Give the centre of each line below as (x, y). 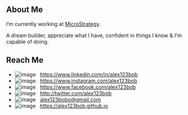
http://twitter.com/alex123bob (76, 93)
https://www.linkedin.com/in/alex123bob (89, 74)
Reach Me (25, 60)
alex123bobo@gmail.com (70, 99)
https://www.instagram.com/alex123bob (88, 80)
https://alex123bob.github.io (74, 106)
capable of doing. (27, 41)
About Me (24, 10)
